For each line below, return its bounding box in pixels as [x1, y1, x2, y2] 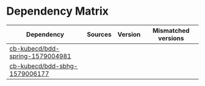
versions [158, 34, 184, 42]
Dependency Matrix [6, 4, 109, 18]
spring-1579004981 [9, 52, 71, 60]
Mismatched [152, 26, 190, 35]
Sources [87, 30, 112, 38]
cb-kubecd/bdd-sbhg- [9, 62, 78, 70]
